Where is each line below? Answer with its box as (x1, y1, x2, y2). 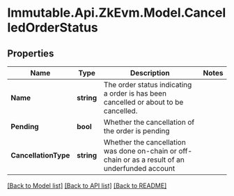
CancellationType (10, 151, 70, 160)
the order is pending (103, 126, 170, 135)
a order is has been (103, 89, 167, 98)
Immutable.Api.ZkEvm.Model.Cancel (7, 5, 226, 21)
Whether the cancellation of (103, 117, 195, 127)
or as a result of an (123, 155, 185, 165)
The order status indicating (103, 80, 192, 89)
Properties (7, 47, 54, 59)
